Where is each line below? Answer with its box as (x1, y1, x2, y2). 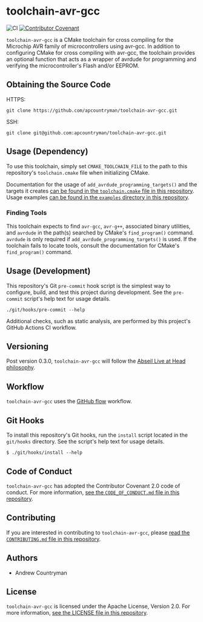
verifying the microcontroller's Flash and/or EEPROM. (6, 62, 139, 69)
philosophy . (6, 364, 35, 371)
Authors (6, 553, 38, 563)
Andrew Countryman (15, 569, 68, 576)
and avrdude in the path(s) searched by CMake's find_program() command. (6, 229, 195, 236)
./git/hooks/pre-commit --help (6, 307, 85, 313)
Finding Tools (6, 208, 47, 217)
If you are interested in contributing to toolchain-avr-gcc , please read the (6, 528, 190, 536)
